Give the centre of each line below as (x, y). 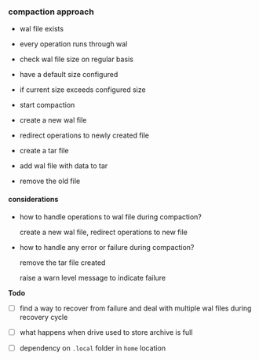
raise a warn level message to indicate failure (93, 277)
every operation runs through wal (73, 44)
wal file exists (42, 29)
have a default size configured (69, 75)
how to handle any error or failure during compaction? (107, 247)
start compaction (47, 105)
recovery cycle (44, 317)
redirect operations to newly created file (84, 135)
